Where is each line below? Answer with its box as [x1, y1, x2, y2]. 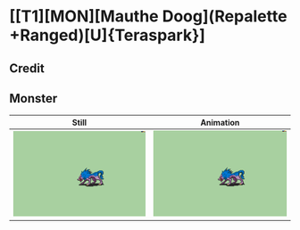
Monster [9, 91, 58, 106]
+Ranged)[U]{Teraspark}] [9, 25, 205, 45]
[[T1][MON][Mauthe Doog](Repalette [9, 6, 287, 27]
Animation [200, 117, 240, 127]
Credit [9, 61, 45, 76]
